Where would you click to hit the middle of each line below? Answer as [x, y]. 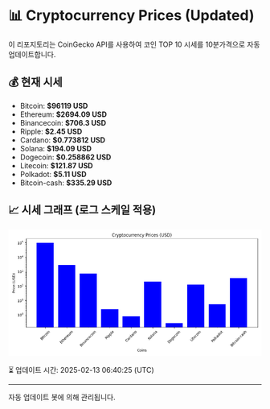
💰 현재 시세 [35, 83]
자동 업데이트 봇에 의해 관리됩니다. [62, 397]
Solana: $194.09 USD [56, 148]
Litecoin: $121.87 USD [57, 165]
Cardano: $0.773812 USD [63, 140]
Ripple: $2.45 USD [51, 131]
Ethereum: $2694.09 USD [63, 114]
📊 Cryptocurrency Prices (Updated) [131, 16]
